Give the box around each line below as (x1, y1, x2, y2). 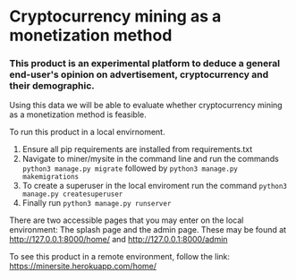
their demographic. (9, 80, 96, 92)
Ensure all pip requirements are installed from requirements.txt (21, 144, 253, 155)
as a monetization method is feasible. (9, 109, 147, 120)
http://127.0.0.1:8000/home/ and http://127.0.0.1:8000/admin (9, 234, 228, 245)
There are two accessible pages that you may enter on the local (9, 215, 244, 225)
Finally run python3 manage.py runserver (21, 198, 172, 208)
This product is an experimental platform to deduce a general (9, 57, 280, 70)
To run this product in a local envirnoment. (9, 127, 165, 138)
